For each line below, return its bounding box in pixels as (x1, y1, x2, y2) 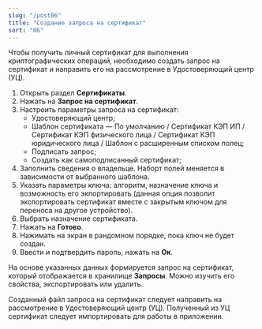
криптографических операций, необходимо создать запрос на (8, 56, 221, 65)
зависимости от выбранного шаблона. (19, 172, 150, 181)
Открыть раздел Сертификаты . (19, 88, 128, 98)
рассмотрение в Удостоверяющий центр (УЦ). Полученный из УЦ (8, 303, 230, 312)
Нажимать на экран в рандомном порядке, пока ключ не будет (19, 230, 234, 241)
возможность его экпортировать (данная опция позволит (19, 189, 215, 198)
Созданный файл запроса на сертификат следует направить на (8, 295, 223, 305)
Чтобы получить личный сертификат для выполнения (8, 48, 189, 58)
